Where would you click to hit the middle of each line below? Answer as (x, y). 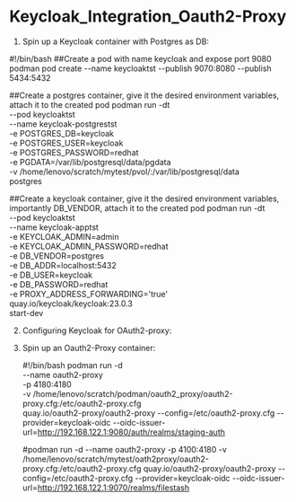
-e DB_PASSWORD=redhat (59, 284)
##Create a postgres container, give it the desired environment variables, (144, 95)
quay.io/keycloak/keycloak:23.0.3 (71, 304)
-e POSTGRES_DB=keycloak (62, 133)
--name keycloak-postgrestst (63, 124)
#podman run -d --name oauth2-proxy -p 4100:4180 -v (124, 449)
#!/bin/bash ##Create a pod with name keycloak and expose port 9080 (140, 58)
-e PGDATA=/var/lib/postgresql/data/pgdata (91, 162)
